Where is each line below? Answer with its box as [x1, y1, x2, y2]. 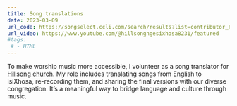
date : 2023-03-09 [7, 17, 59, 24]
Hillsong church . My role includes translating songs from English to [7, 69, 202, 78]
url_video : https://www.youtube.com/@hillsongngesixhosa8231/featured [7, 29, 219, 37]
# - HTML [10, 43, 37, 50]
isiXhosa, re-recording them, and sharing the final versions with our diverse [7, 77, 227, 85]
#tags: [7, 37, 27, 44]
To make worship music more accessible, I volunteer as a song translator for [7, 62, 229, 70]
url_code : [7, 23, 37, 30]
